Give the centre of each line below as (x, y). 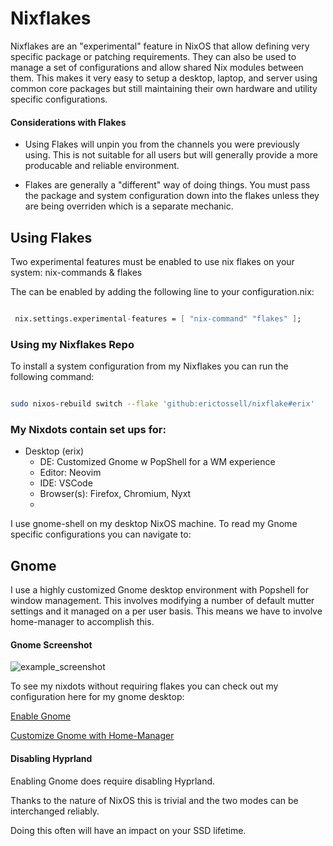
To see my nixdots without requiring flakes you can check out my (144, 686)
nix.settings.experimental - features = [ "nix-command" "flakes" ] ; (158, 318)
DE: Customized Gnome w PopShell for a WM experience (157, 462)
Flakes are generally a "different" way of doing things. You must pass (167, 185)
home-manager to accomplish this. (82, 622)
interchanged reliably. (55, 811)
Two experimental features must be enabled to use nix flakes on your (152, 261)
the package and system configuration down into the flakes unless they (172, 196)
